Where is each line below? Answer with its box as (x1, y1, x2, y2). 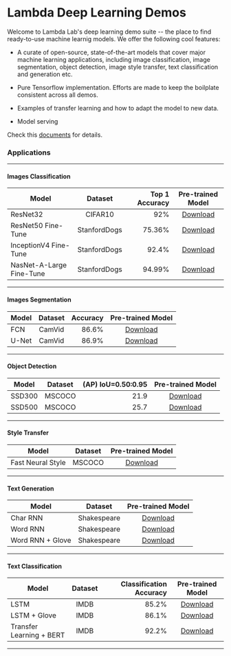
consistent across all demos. (16, 91, 98, 99)
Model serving (16, 117, 58, 125)
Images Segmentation (7, 295, 71, 304)
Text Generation (7, 484, 54, 493)
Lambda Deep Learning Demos (7, 5, 187, 21)
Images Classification (7, 172, 71, 180)
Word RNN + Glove (10, 536, 71, 545)
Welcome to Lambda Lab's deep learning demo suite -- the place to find (7, 27, 212, 36)
